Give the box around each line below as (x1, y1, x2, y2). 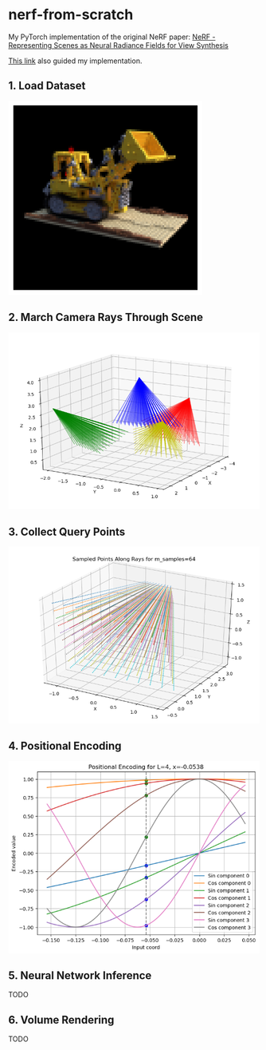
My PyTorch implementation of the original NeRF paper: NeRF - (8, 32, 216, 42)
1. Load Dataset (8, 79, 86, 93)
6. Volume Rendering (8, 1012, 115, 1027)
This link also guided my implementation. (8, 56, 143, 65)
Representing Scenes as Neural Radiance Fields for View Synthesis (8, 40, 229, 50)
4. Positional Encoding (8, 739, 122, 753)
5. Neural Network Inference (8, 969, 152, 982)
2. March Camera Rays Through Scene (8, 311, 204, 324)
